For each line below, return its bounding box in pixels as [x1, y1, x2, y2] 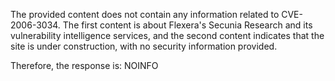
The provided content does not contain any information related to [10, 9, 280, 20]
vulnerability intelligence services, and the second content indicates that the [10, 30, 325, 41]
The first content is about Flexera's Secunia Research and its [62, 19, 313, 31]
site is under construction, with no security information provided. [10, 40, 278, 52]
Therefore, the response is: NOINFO [10, 60, 159, 71]
